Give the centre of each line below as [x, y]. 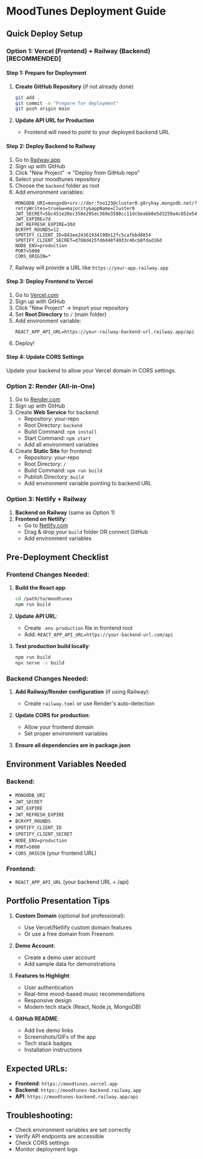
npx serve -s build [40, 663]
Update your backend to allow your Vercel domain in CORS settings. [91, 370]
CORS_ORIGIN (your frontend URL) [56, 853]
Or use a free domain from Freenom [69, 934]
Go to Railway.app [38, 160]
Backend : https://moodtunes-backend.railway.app [78, 1090]
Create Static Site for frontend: [54, 451]
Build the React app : [41, 588]
